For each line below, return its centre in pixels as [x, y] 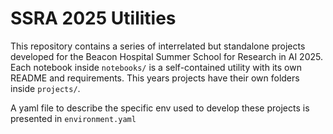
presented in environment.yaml [73, 118]
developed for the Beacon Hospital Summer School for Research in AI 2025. [166, 56]
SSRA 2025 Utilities [93, 18]
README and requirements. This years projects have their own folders [155, 78]
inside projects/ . [45, 88]
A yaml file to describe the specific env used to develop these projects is [160, 108]
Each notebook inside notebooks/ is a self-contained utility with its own [156, 67]
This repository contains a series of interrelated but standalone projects [158, 46]
